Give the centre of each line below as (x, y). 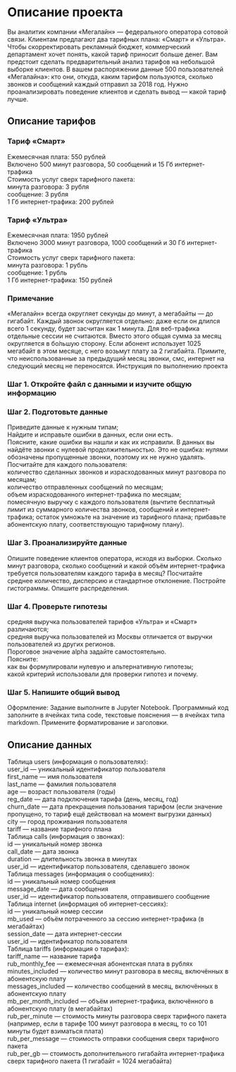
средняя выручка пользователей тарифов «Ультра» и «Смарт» (102, 622)
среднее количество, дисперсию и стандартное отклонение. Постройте (117, 580)
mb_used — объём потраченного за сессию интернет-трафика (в (106, 919)
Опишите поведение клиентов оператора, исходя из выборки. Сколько (114, 558)
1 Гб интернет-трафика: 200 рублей (61, 201)
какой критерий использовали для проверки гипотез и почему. (103, 674)
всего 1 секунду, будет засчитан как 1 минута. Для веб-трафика (104, 329)
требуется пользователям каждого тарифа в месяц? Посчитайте (105, 573)
